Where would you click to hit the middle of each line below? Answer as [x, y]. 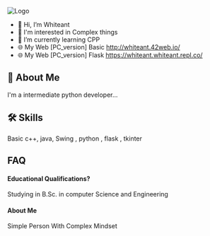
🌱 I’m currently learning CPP [59, 40]
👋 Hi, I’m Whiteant [43, 24]
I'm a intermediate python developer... [63, 95]
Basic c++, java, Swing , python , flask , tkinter [75, 138]
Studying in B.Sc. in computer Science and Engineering [88, 194]
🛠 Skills [25, 118]
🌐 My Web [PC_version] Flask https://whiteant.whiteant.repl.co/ [110, 55]
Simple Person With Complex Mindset [63, 226]
